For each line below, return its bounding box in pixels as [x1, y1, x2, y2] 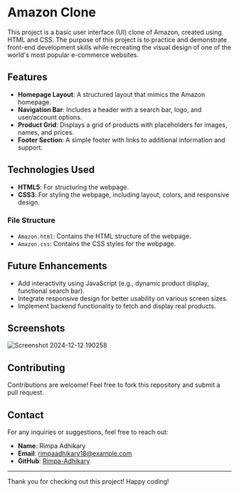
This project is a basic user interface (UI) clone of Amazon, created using [7, 28, 222, 36]
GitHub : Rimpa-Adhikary [17, 457, 90, 465]
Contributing [7, 361, 65, 374]
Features [7, 71, 48, 83]
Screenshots [7, 322, 65, 335]
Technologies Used [7, 164, 95, 176]
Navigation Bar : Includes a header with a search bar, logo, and [17, 105, 202, 114]
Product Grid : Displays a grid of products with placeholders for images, [17, 120, 228, 129]
